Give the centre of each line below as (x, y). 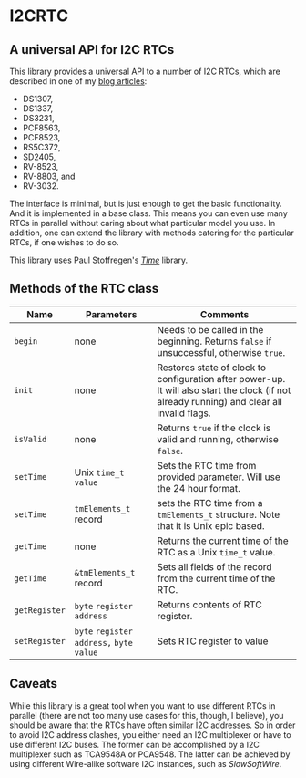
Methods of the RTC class (84, 289)
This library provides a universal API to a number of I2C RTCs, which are (145, 71)
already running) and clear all (219, 401)
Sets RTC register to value (213, 641)
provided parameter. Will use (219, 477)
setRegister (40, 641)
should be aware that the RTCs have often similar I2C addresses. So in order (153, 725)
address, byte (104, 643)
